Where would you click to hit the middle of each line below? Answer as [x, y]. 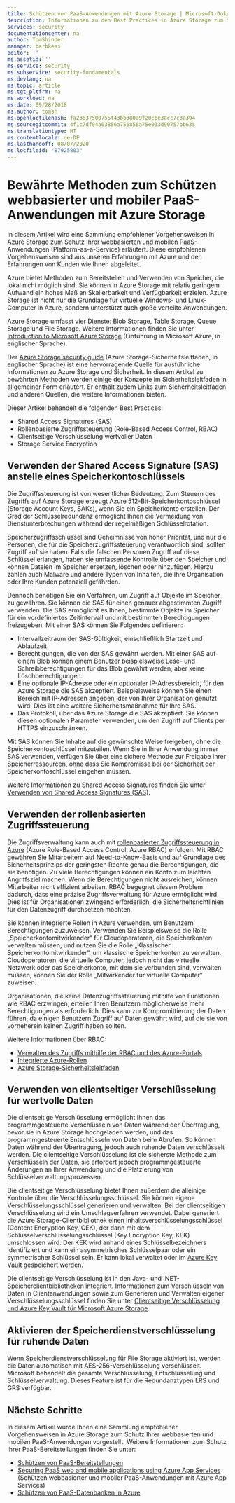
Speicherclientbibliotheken [45, 1286]
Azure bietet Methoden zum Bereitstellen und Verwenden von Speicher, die [116, 277]
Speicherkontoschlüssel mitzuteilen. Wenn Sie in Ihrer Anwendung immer [113, 749]
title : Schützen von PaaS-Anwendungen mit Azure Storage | [95, 14]
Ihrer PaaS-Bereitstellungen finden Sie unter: [72, 1449]
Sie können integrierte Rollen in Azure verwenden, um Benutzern [100, 923]
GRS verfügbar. [29, 1388]
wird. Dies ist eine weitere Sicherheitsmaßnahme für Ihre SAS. [107, 706]
